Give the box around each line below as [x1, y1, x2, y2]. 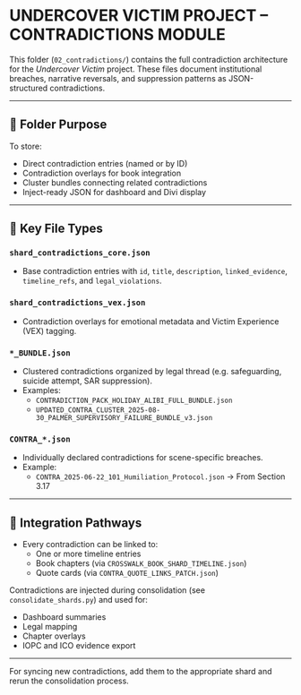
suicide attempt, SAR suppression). [21, 375, 152, 386]
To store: [9, 141, 42, 151]
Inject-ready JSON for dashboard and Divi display [21, 186, 207, 197]
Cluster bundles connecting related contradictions [21, 176, 208, 188]
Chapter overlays [21, 631, 87, 641]
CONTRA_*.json [9, 433, 71, 444]
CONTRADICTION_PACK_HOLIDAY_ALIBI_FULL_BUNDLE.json [35, 396, 233, 406]
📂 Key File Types [9, 221, 103, 236]
